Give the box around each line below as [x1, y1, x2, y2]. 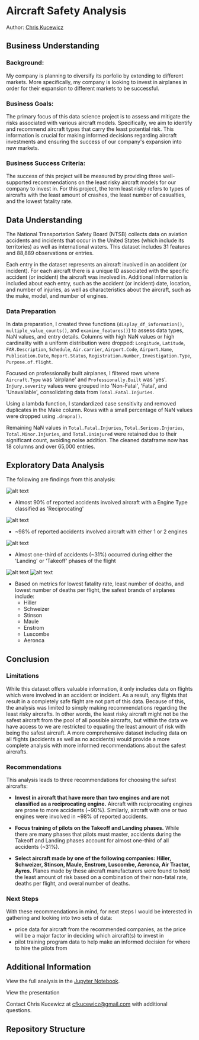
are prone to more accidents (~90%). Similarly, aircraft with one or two [14, 807, 188, 814]
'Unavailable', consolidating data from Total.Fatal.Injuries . [6, 389, 155, 396]
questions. [6, 1007, 32, 1014]
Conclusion [6, 654, 50, 664]
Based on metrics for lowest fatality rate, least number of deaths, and [14, 580, 184, 587]
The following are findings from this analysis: [6, 476, 116, 483]
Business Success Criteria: [6, 159, 86, 167]
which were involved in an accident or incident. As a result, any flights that [6, 691, 188, 698]
